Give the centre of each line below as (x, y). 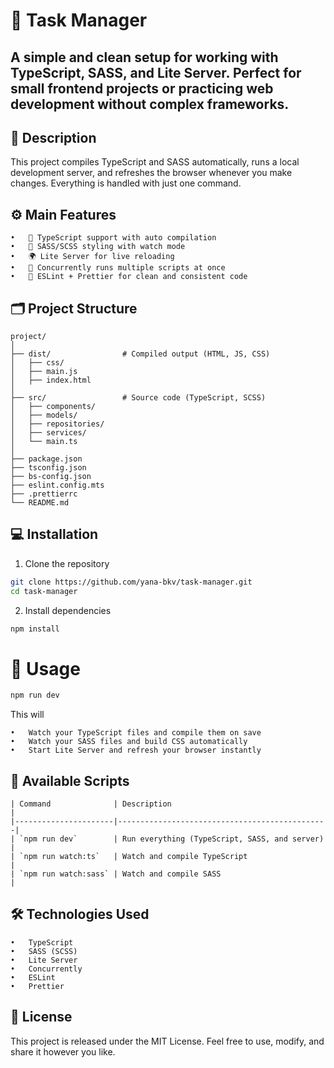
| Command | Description (91, 804)
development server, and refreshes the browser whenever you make (151, 173)
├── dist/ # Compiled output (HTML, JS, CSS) (140, 354)
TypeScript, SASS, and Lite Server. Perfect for (156, 72)
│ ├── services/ (48, 433)
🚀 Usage (45, 668)
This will (27, 715)
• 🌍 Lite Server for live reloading (92, 257)
